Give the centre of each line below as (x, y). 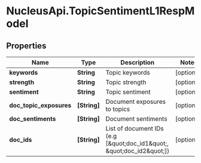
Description (138, 62)
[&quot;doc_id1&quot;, (137, 143)
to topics (118, 109)
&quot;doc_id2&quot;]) (137, 151)
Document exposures (136, 102)
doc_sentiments (33, 119)
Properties (26, 46)
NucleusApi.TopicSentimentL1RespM (100, 11)
